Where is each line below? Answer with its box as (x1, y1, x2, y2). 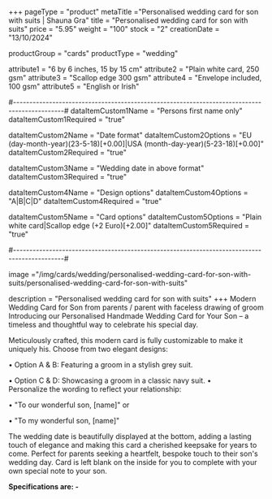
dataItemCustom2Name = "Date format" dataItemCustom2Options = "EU (8, 130, 253, 140)
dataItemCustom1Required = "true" (8, 115, 126, 124)
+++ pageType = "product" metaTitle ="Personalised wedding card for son (8, 7, 259, 16)
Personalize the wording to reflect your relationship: (8, 384, 182, 393)
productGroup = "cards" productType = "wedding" (8, 49, 179, 58)
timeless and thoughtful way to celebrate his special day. (8, 320, 199, 329)
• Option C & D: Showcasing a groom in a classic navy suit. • (8, 375, 212, 385)
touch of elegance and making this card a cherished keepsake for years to (8, 440, 257, 449)
